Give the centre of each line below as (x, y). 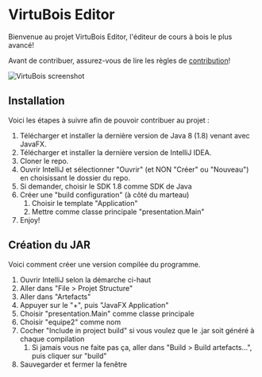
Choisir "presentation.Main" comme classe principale (107, 313)
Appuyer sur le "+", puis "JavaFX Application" (94, 305)
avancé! (21, 45)
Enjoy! (30, 220)
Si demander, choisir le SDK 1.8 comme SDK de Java (106, 186)
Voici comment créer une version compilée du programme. (104, 264)
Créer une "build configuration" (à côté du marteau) (104, 194)
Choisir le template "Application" (85, 203)
